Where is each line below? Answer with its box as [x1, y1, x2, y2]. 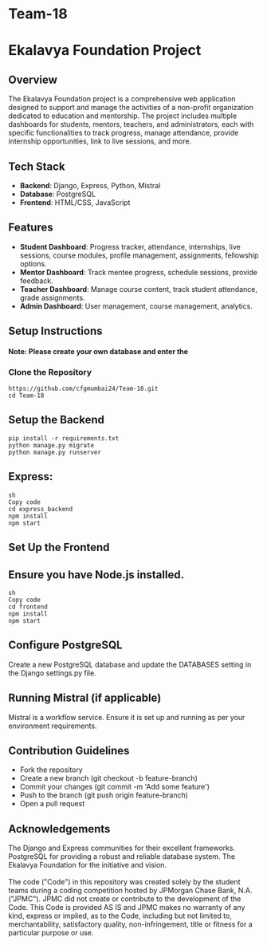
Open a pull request [19, 799, 85, 809]
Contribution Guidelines [8, 743, 130, 758]
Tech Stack [8, 159, 65, 173]
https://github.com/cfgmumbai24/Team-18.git [8, 384, 159, 393]
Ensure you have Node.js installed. [8, 568, 185, 581]
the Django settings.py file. [8, 667, 97, 678]
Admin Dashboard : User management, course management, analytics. [19, 301, 253, 311]
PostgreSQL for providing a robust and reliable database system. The [8, 852, 236, 861]
